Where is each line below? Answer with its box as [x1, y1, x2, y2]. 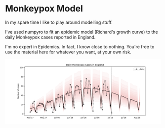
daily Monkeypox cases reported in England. [5, 34, 96, 40]
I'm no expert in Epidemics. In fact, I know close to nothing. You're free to [5, 43, 155, 49]
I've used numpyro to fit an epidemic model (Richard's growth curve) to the [5, 29, 158, 35]
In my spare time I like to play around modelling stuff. [5, 19, 113, 25]
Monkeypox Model [5, 3, 83, 14]
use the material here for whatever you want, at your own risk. [5, 49, 132, 55]
